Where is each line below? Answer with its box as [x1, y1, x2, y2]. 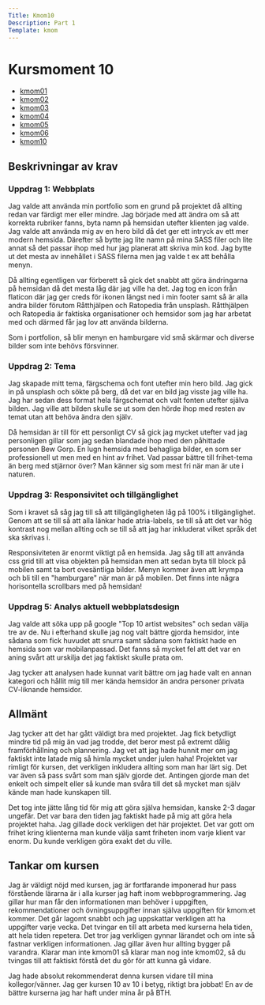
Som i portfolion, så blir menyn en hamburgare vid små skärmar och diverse [8, 333, 255, 342]
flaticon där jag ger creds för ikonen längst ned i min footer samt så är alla [8, 292, 248, 301]
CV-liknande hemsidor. [8, 684, 83, 694]
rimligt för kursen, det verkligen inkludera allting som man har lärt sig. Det [8, 762, 247, 771]
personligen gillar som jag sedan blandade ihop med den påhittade [8, 436, 226, 446]
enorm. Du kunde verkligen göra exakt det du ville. [8, 836, 173, 845]
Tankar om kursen [8, 859, 99, 873]
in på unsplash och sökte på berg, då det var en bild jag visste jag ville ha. [8, 387, 248, 397]
